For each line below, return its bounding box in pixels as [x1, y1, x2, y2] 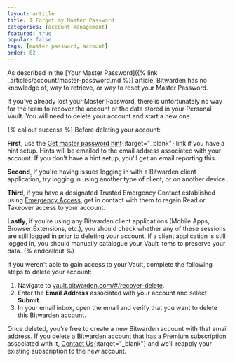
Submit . [17, 295, 41, 305]
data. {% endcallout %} [7, 246, 75, 255]
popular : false [7, 36, 52, 43]
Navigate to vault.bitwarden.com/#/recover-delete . [17, 281, 165, 289]
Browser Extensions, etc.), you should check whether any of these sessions [7, 224, 227, 232]
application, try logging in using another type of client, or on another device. [7, 174, 228, 183]
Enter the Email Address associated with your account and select [17, 288, 207, 297]
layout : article [7, 10, 55, 18]
